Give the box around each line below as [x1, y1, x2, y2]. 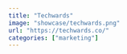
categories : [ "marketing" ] [8, 33, 99, 42]
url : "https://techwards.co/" [8, 26, 110, 34]
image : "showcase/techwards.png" [8, 19, 121, 27]
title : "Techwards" [8, 11, 74, 20]
